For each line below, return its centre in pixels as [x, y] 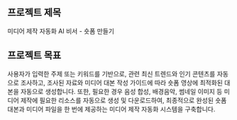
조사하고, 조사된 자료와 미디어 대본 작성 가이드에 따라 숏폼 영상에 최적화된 [122, 83]
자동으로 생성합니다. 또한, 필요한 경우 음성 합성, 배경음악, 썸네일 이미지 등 [121, 91]
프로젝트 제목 [34, 13]
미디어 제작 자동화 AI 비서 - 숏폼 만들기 [61, 31]
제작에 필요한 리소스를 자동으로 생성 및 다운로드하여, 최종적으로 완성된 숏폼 [123, 100]
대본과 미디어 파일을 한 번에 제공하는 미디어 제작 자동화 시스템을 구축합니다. [111, 109]
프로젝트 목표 [34, 55]
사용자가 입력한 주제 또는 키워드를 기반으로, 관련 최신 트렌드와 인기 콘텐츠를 [111, 73]
